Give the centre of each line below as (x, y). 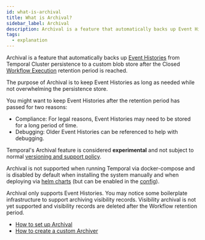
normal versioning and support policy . (54, 157)
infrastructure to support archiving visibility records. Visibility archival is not (101, 199)
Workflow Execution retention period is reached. (67, 70)
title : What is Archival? (39, 18)
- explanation (30, 40)
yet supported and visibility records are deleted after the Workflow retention (102, 206)
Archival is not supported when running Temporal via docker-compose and (101, 168)
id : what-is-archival (34, 12)
